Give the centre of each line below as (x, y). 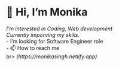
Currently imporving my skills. (43, 34)
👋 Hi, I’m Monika (47, 12)
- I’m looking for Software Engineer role (55, 41)
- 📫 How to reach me (33, 48)
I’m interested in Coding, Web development (59, 29)
